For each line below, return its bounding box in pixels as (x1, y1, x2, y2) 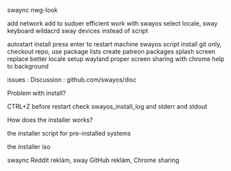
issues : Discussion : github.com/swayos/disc (7, 75, 137, 84)
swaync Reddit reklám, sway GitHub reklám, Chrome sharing (7, 156, 179, 164)
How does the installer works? (7, 116, 93, 124)
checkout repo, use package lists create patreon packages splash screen (7, 48, 216, 55)
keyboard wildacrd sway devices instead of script (7, 27, 148, 35)
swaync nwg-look (7, 6, 58, 14)
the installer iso (7, 143, 50, 151)
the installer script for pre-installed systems (7, 129, 131, 137)
